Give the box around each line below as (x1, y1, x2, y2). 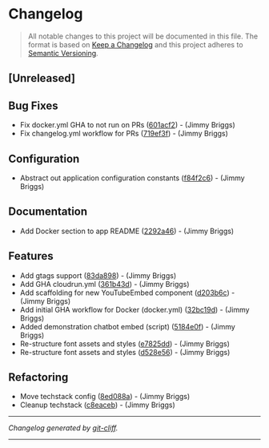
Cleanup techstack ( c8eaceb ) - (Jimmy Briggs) (19, 400, 176, 410)
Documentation (8, 205, 88, 219)
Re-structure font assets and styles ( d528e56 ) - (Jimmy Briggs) (19, 347, 231, 357)
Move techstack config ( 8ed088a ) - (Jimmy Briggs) (19, 392, 191, 402)
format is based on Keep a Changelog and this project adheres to (27, 39, 243, 49)
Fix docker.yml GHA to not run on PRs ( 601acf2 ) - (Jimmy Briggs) (19, 120, 236, 130)
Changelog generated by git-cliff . (8, 423, 118, 433)
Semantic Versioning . (27, 48, 98, 58)
